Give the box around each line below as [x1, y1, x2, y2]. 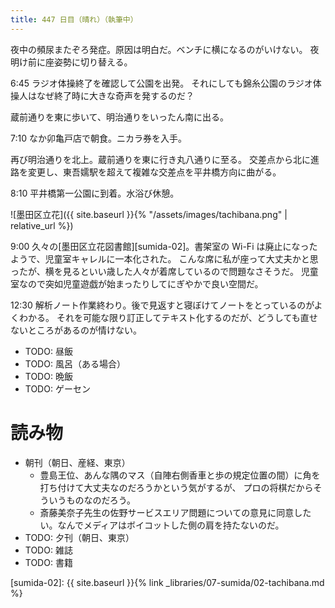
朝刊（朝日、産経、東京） [24, 456, 131, 468]
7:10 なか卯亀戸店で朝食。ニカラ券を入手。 [10, 132, 187, 144]
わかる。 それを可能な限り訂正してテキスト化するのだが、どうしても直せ [18, 311, 318, 323]
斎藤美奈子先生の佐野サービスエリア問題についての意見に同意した [39, 506, 312, 518]
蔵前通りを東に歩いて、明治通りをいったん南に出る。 [10, 111, 229, 123]
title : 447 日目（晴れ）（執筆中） [10, 14, 138, 25]
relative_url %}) [10, 219, 74, 231]
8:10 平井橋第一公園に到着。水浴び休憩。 [10, 187, 180, 199]
